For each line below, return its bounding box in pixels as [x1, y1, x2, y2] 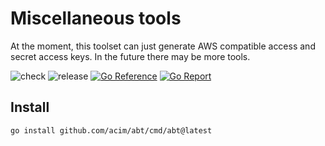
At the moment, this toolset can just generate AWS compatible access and [10, 40, 316, 52]
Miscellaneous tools [10, 7, 182, 30]
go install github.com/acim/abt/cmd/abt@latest [10, 125, 213, 136]
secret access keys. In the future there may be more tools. [10, 50, 251, 62]
